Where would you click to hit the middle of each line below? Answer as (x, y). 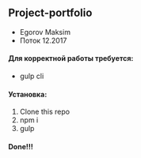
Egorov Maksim (45, 32)
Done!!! (21, 146)
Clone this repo (44, 112)
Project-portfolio (50, 13)
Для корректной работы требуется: (71, 58)
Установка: (28, 94)
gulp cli (32, 76)
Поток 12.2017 (43, 40)
